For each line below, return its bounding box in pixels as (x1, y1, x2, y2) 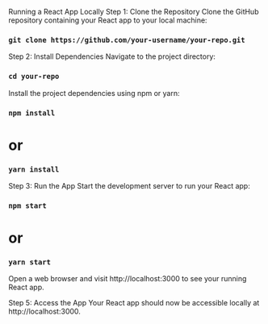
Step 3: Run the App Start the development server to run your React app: (8, 181, 250, 190)
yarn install (8, 164, 60, 174)
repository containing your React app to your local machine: (8, 15, 207, 25)
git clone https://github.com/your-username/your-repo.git (8, 35, 245, 44)
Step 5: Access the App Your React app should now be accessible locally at (8, 298, 260, 308)
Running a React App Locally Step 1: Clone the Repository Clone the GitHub (8, 7, 259, 16)
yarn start (8, 258, 51, 267)
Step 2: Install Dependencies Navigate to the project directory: (8, 52, 216, 61)
